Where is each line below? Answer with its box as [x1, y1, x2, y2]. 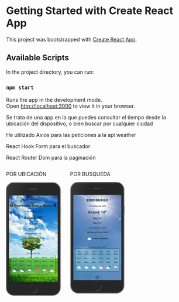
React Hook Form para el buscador [6, 143, 91, 150]
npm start [6, 84, 34, 91]
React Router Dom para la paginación [6, 154, 97, 162]
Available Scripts [6, 53, 69, 63]
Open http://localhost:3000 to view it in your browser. [6, 102, 136, 109]
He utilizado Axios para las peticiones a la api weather [6, 132, 136, 139]
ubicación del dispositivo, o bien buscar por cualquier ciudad [6, 120, 153, 127]
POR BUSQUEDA [70, 171, 111, 178]
